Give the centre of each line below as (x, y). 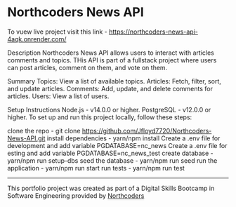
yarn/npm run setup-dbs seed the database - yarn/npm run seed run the (112, 160)
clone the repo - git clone (44, 131)
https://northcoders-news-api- (153, 32)
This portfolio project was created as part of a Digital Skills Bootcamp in (111, 188)
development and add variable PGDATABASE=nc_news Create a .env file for (117, 145)
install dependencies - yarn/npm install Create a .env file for (133, 138)
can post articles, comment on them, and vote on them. (87, 67)
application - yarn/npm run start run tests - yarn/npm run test (96, 168)
